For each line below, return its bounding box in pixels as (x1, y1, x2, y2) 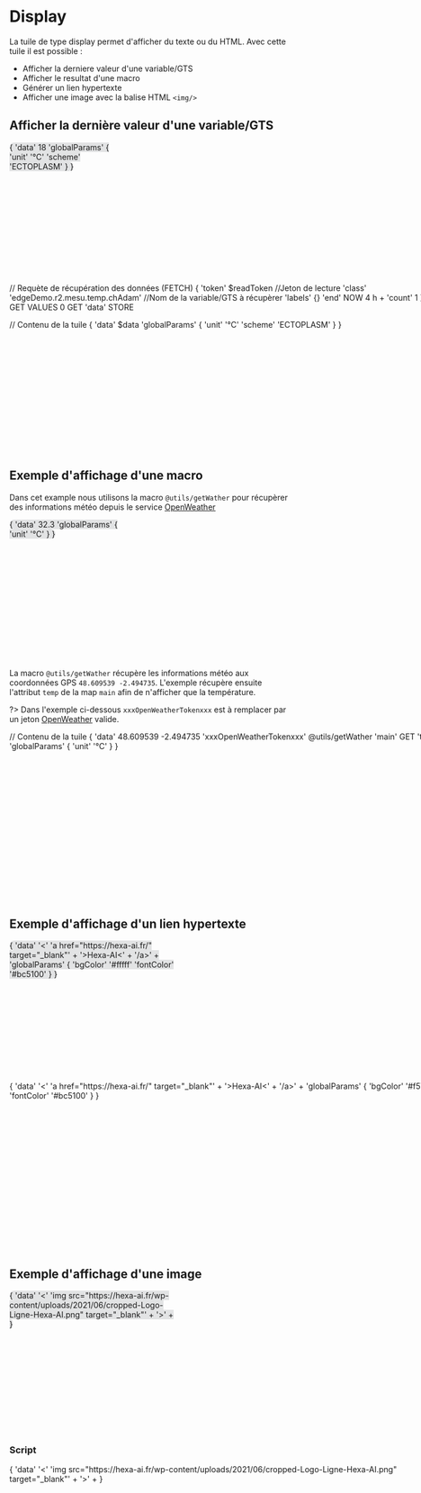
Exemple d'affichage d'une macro (9, 468, 203, 484)
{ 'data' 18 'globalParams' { (9, 141, 110, 152)
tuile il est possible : (9, 45, 83, 56)
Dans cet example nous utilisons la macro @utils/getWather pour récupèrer (9, 492, 288, 502)
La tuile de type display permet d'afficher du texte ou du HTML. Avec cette (9, 36, 286, 47)
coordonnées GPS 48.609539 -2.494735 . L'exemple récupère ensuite (9, 677, 263, 688)
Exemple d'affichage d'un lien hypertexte (9, 916, 246, 931)
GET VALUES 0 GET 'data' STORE (9, 302, 135, 312)
